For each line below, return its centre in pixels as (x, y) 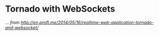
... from (12, 22)
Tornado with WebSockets (60, 9)
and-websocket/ (22, 27)
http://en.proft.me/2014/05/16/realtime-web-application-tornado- (87, 22)
